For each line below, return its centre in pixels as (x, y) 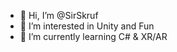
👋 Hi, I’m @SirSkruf (59, 15)
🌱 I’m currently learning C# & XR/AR (93, 36)
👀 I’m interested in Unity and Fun (87, 26)
